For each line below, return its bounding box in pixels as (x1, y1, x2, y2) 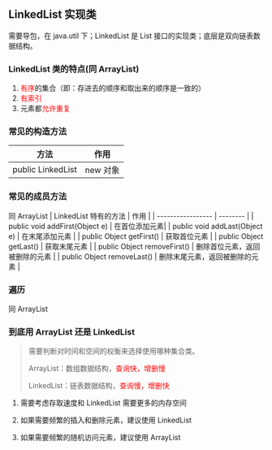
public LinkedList (12, 164, 77, 175)
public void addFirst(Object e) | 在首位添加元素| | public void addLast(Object (8, 221, 263, 231)
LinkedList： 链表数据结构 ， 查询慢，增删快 (28, 381, 170, 391)
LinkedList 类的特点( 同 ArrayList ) (8, 63, 140, 75)
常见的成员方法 (8, 191, 67, 202)
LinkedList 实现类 (8, 7, 97, 22)
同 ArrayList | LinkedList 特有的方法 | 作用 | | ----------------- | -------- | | (8, 210, 254, 221)
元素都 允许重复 (19, 104, 71, 114)
